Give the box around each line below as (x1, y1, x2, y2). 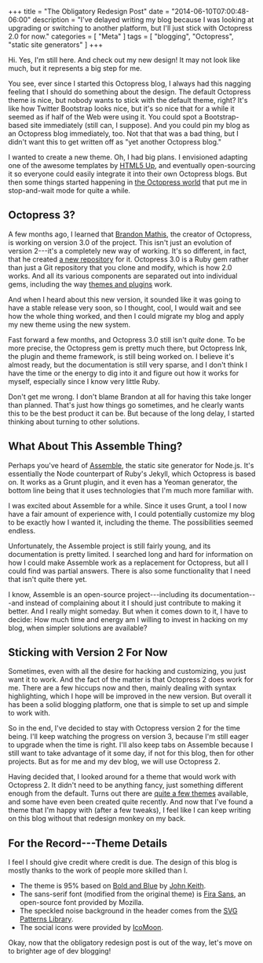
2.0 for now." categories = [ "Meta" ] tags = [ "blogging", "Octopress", (8, 31, 234, 41)
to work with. (8, 709, 51, 718)
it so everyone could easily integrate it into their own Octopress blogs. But (8, 169, 247, 178)
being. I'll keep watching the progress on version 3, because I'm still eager (8, 732, 249, 741)
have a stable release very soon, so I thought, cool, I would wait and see (8, 302, 242, 313)
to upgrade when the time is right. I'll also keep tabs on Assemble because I (8, 740, 254, 749)
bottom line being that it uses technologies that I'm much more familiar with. (8, 485, 254, 495)
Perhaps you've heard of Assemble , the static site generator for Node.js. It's (8, 460, 254, 470)
